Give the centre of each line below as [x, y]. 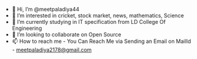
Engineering [27, 28]
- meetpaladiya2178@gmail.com [52, 50]
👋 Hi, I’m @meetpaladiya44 [46, 9]
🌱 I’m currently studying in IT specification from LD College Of [89, 22]
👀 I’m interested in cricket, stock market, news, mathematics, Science [98, 15]
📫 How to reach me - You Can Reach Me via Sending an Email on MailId [101, 41]
